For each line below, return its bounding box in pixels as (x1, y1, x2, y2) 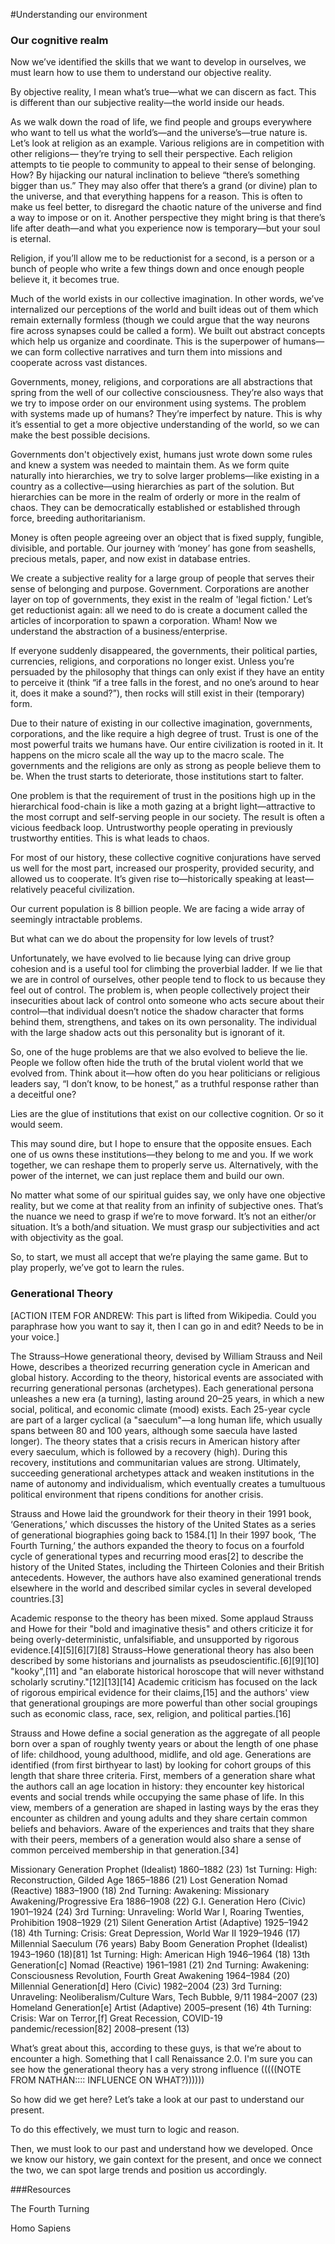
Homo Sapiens (10, 2222, 72, 2234)
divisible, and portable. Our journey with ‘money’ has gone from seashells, (10, 542, 317, 554)
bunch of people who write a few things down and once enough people (10, 263, 305, 275)
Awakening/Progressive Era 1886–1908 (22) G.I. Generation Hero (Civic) (10, 1895, 307, 1907)
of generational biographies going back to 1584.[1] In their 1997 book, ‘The (10, 1529, 317, 1541)
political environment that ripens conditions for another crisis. (10, 1488, 264, 1500)
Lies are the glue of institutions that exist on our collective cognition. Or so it (10, 1108, 324, 1120)
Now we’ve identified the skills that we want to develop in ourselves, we (10, 56, 307, 68)
